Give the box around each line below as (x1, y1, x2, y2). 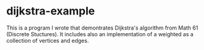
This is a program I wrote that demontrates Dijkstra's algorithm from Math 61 (6, 24, 199, 31)
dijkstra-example (6, 4, 95, 18)
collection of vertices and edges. (6, 37, 89, 44)
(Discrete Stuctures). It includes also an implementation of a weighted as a (6, 30, 194, 37)
